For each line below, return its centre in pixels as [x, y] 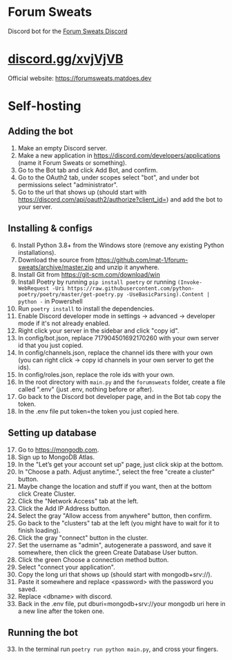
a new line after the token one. [61, 611]
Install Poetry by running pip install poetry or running [97, 282]
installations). [37, 252]
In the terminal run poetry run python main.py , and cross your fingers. [118, 649]
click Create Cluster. [47, 494]
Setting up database [52, 433]
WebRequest [33, 288]
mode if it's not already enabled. [64, 323]
